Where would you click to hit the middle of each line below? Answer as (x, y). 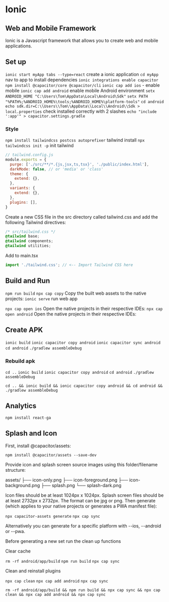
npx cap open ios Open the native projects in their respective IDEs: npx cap (84, 308)
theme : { (19, 174)
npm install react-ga (28, 418)
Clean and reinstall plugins (33, 571)
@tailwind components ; (29, 241)
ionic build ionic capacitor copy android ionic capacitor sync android (83, 343)
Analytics (21, 406)
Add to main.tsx (22, 256)
